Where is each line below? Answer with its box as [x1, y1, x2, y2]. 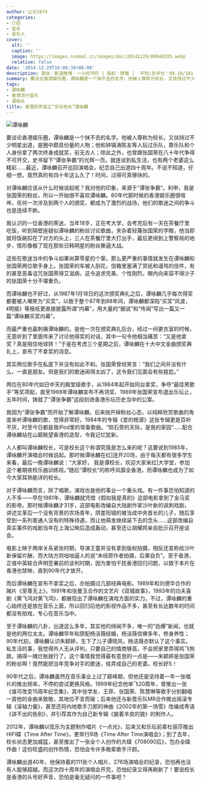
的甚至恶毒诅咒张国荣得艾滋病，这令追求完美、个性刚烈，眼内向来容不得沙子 [6, 270, 195, 277]
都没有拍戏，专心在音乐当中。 [6, 609, 80, 617]
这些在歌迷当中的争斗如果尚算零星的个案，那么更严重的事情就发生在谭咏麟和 [6, 255, 195, 262]
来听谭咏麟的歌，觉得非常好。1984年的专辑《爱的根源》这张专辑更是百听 [11, 416, 191, 423]
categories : [6, 14, 36, 20]
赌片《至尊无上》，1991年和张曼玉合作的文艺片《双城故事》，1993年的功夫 [6, 587, 187, 594]
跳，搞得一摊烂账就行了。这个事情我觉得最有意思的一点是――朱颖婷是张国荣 [6, 652, 195, 659]
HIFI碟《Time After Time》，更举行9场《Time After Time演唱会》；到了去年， [6, 730, 193, 737]
